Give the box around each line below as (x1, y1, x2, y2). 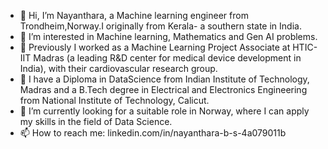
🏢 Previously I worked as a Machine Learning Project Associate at (19, 41, 291, 53)
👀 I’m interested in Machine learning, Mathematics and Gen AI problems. (19, 31, 318, 42)
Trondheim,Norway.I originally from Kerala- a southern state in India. (19, 20, 302, 32)
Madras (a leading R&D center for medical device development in (33, 52, 302, 64)
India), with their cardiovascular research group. (19, 63, 218, 74)
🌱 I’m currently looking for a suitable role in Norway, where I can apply (19, 105, 310, 117)
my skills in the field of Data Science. (19, 116, 173, 127)
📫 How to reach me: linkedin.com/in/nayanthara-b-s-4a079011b (19, 127, 287, 139)
